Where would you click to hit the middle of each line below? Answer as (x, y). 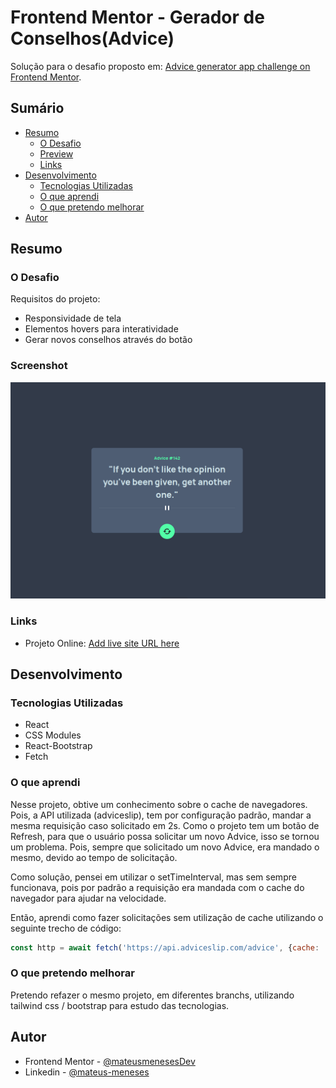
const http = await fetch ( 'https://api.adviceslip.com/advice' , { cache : (165, 947)
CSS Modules (53, 735)
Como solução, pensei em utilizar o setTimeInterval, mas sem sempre (153, 877)
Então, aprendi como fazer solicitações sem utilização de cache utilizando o (167, 917)
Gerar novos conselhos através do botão (108, 340)
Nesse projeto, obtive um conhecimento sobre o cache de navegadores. (159, 804)
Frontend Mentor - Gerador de (137, 17)
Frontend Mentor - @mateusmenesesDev (110, 1061)
